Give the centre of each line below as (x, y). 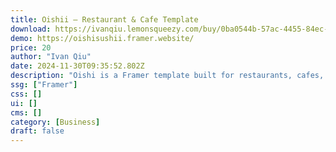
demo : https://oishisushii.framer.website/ (102, 38)
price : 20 (31, 47)
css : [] (26, 94)
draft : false (37, 131)
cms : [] (26, 112)
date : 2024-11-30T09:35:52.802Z (77, 66)
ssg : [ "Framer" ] (44, 85)
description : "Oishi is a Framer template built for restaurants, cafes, (167, 76)
